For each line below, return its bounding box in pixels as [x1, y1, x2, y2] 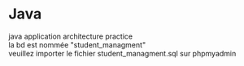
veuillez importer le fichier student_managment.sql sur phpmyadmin [8, 48, 237, 58]
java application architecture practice [8, 31, 133, 41]
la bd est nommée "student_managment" [8, 39, 146, 49]
